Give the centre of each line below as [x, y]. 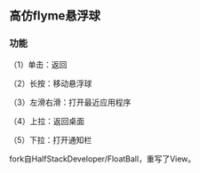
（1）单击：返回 [38, 64]
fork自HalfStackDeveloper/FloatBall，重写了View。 [103, 159]
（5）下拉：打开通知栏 [51, 139]
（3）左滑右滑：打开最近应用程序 [70, 102]
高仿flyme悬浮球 [55, 16]
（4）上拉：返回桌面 [47, 121]
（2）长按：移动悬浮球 [51, 83]
